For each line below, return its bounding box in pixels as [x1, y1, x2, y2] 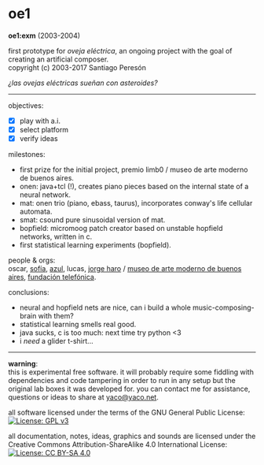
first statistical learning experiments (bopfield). [19, 240, 171, 250]
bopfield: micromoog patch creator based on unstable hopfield [19, 224, 223, 233]
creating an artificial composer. [8, 54, 109, 64]
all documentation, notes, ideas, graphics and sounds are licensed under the [8, 431, 256, 441]
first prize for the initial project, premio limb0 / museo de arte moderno [19, 165, 248, 174]
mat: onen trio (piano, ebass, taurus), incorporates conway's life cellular [19, 199, 253, 208]
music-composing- [192, 303, 255, 312]
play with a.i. [19, 116, 61, 125]
